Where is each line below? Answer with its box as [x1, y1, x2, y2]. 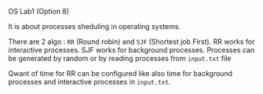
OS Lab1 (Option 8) [8, 7, 69, 16]
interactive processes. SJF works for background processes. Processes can [8, 45, 255, 54]
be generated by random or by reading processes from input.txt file [8, 54, 232, 63]
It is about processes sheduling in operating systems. [8, 22, 181, 31]
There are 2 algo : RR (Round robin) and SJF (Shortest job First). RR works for [8, 37, 255, 46]
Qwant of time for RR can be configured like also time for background [8, 69, 233, 78]
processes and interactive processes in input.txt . [8, 78, 171, 86]
